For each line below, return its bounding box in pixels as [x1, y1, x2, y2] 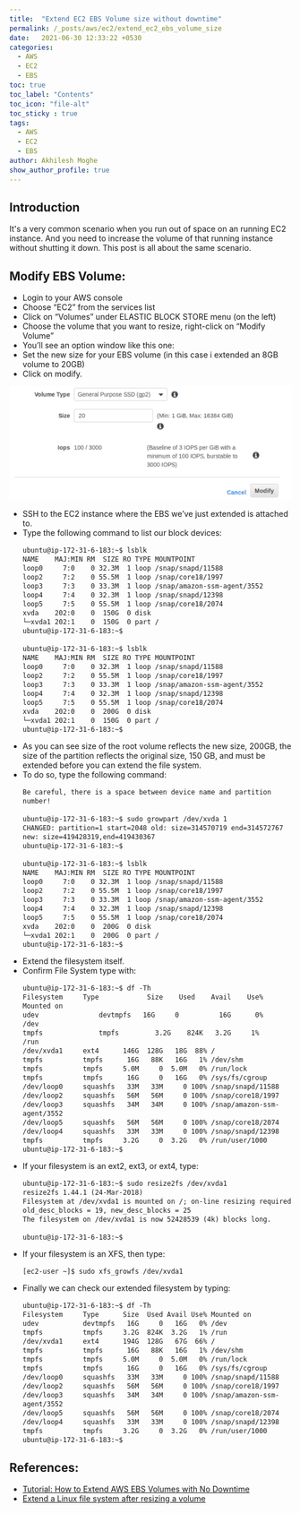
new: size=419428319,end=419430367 [21, 833, 156, 842]
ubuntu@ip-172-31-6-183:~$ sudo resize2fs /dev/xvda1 [21, 1179, 227, 1189]
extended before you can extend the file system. [21, 760, 201, 770]
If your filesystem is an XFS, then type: [21, 1249, 166, 1259]
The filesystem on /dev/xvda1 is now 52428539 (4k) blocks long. [21, 1215, 271, 1225]
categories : [9, 43, 54, 52]
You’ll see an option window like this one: [21, 340, 175, 351]
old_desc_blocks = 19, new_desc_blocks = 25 [21, 1206, 192, 1216]
